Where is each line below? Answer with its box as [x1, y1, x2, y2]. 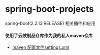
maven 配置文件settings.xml [12, 44, 69, 50]
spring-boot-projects [5, 3, 94, 15]
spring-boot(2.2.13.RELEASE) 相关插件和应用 [5, 20, 96, 26]
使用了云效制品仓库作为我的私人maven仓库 [5, 32, 93, 38]
